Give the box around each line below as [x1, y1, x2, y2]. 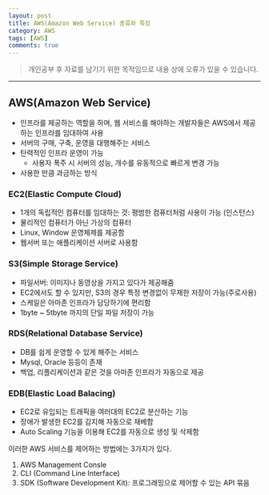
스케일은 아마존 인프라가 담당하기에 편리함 [19, 297, 151, 307]
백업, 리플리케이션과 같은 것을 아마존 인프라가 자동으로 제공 [19, 367, 204, 376]
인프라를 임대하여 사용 [34, 127, 104, 137]
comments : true [8, 42, 59, 50]
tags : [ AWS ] [8, 34, 48, 42]
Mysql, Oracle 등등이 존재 [19, 357, 102, 367]
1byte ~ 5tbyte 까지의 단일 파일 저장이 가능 [19, 308, 155, 317]
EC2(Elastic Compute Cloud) [8, 188, 122, 199]
